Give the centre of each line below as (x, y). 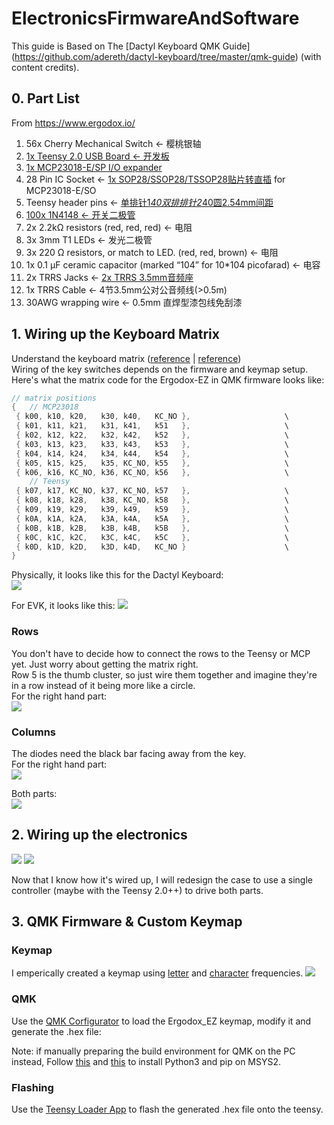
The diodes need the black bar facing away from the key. (129, 753)
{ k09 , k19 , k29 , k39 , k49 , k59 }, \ (152, 510)
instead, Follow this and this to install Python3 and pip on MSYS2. (146, 1061)
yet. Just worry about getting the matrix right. (105, 664)
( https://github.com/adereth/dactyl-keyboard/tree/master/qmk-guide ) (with (166, 56)
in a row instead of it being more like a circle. (103, 685)
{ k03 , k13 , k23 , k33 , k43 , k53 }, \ (152, 444)
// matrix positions (54, 398)
